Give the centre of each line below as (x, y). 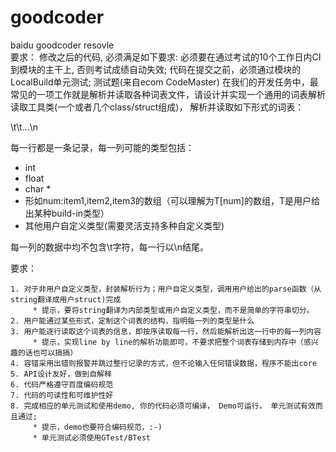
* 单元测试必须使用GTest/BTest (91, 437)
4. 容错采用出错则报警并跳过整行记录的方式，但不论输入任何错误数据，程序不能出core (164, 363)
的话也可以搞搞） (47, 352)
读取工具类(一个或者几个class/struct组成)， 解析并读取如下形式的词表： (157, 107)
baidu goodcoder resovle (62, 45)
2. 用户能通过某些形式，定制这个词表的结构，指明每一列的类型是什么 (132, 321)
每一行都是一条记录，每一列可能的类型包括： (102, 147)
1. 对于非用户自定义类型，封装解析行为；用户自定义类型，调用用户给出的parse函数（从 (166, 289)
